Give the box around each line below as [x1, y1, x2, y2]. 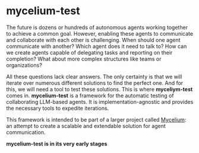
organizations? [6, 61, 43, 69]
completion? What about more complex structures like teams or [6, 55, 162, 62]
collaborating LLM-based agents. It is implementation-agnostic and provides [6, 98, 194, 105]
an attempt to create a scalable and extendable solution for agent [6, 122, 166, 129]
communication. [6, 129, 46, 136]
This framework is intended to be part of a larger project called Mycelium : [6, 116, 187, 123]
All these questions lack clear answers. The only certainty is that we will [6, 73, 182, 80]
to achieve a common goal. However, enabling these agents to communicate [6, 30, 194, 37]
